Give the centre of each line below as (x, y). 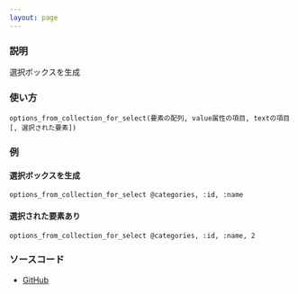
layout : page (34, 18)
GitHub (36, 280)
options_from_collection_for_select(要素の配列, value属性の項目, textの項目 (150, 119)
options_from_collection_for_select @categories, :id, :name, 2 (132, 236)
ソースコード (37, 260)
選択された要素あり (45, 216)
